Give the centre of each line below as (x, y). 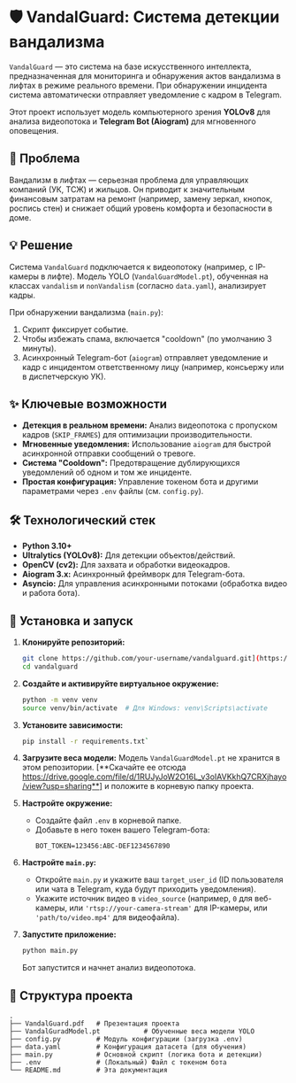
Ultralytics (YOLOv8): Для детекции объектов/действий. (129, 555)
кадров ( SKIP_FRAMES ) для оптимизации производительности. (137, 435)
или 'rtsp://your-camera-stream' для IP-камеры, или (168, 908)
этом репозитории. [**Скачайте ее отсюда (104, 768)
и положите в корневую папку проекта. (179, 786)
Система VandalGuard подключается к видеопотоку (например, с (131, 267)
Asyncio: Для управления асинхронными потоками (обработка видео (155, 584)
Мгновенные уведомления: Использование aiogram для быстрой (146, 445)
